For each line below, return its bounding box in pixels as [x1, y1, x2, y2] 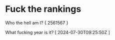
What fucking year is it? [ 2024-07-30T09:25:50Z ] [5, 29, 110, 35]
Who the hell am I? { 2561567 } [5, 20, 68, 26]
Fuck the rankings [5, 3, 81, 15]
